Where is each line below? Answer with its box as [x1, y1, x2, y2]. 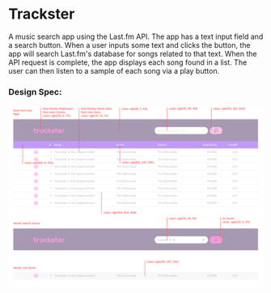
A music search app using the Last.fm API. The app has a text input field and [8, 32, 264, 41]
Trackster [8, 5, 75, 23]
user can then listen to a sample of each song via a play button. [8, 66, 220, 75]
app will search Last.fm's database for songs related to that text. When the [8, 49, 257, 58]
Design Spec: [8, 86, 62, 97]
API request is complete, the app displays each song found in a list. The [8, 57, 248, 67]
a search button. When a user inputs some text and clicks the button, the [8, 40, 251, 49]
